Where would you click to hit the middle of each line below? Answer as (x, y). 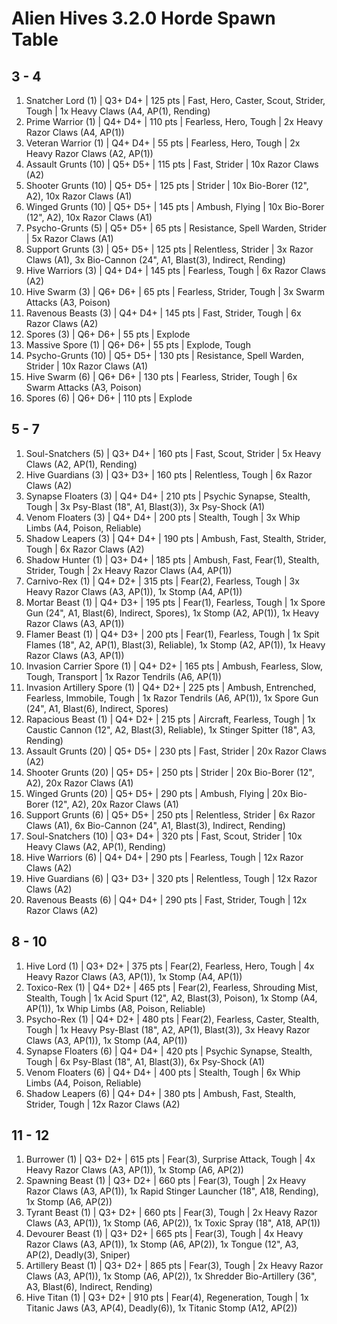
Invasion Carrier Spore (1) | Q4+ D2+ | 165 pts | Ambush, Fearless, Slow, (174, 666)
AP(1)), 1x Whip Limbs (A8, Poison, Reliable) (115, 1008)
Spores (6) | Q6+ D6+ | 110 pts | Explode (109, 398)
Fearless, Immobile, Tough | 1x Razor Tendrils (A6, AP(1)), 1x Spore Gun (172, 698)
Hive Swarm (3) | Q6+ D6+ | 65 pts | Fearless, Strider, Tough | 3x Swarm (175, 291)
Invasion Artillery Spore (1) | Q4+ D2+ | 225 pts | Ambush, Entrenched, (171, 687)
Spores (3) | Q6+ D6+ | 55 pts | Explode (108, 334)
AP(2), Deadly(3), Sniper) (78, 1255)
